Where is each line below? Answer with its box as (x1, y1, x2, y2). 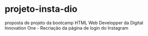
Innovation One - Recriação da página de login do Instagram (4, 25, 129, 31)
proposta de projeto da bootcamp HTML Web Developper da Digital (4, 20, 144, 26)
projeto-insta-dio (4, 3, 78, 15)
